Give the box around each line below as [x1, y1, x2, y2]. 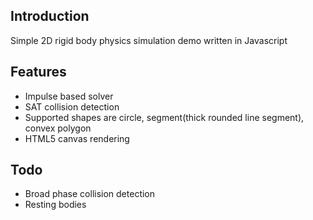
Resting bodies [24, 199, 87, 211]
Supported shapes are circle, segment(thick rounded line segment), [24, 111, 305, 123]
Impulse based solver [24, 90, 114, 102]
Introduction [10, 8, 90, 25]
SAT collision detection [24, 100, 120, 113]
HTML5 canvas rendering [24, 132, 130, 144]
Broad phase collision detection [24, 188, 156, 200]
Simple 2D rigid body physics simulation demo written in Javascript [10, 34, 288, 46]
